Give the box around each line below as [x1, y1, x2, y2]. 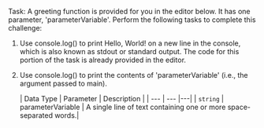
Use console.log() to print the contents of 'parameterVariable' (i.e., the [19, 71, 248, 79]
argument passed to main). [19, 79, 108, 88]
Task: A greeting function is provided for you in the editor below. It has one [8, 7, 251, 16]
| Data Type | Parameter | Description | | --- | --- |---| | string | [19, 94, 225, 103]
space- [227, 102, 251, 112]
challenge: [8, 24, 43, 32]
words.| [54, 111, 80, 120]
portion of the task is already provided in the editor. [19, 55, 187, 64]
